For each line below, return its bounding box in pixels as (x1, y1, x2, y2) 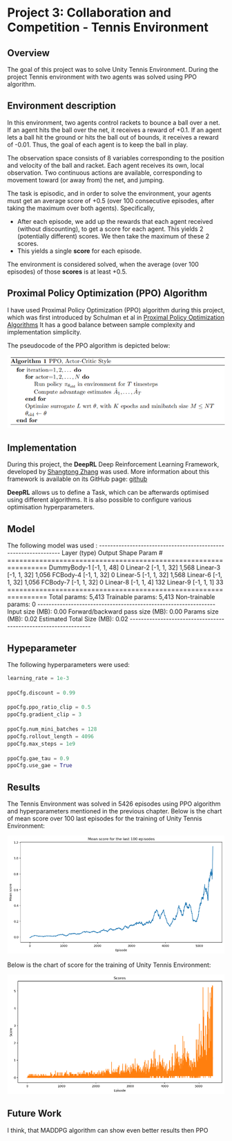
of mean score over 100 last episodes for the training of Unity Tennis (7, 814, 202, 823)
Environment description (7, 100, 116, 112)
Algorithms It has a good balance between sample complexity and (7, 320, 195, 329)
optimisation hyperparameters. (7, 503, 95, 511)
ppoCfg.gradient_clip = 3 (7, 711, 81, 718)
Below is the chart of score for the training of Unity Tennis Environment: (7, 961, 211, 969)
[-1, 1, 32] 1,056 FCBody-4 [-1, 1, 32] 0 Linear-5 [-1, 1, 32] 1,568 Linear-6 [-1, (7, 571, 222, 579)
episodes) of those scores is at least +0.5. (7, 267, 128, 276)
